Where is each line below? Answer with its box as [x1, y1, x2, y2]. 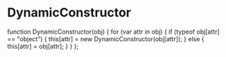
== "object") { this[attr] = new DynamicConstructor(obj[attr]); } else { [7, 34, 205, 43]
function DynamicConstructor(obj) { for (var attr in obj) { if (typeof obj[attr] [7, 27, 220, 36]
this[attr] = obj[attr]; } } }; [7, 42, 79, 50]
